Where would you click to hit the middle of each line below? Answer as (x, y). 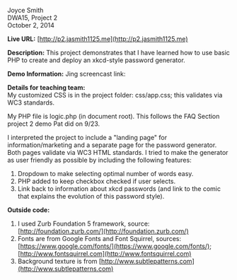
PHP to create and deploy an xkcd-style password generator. (96, 60)
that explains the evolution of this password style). (91, 196)
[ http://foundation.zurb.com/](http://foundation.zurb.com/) (103, 231)
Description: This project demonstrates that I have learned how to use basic (118, 53)
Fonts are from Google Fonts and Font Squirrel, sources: (99, 239)
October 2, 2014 (31, 25)
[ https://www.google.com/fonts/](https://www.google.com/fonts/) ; (115, 246)
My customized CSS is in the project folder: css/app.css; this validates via (115, 95)
